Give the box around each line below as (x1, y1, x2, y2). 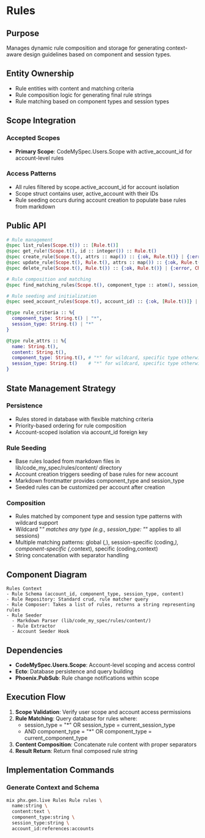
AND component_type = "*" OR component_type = (24, 727, 153, 735)
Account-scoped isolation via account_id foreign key (15, 428, 148, 436)
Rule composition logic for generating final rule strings (15, 91, 152, 98)
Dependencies (6, 645, 63, 655)
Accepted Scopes (6, 134, 60, 143)
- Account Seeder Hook (12, 628, 70, 635)
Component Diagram (6, 569, 87, 580)
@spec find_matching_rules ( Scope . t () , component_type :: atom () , (6, 282, 176, 288)
